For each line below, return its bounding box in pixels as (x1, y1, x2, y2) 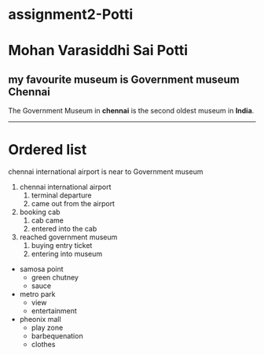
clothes (31, 340, 56, 349)
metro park (19, 290, 56, 299)
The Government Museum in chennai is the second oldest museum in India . (8, 106, 255, 116)
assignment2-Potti (8, 6, 134, 24)
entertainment (31, 306, 77, 316)
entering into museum (31, 250, 103, 259)
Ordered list (8, 141, 87, 159)
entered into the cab (31, 224, 97, 234)
